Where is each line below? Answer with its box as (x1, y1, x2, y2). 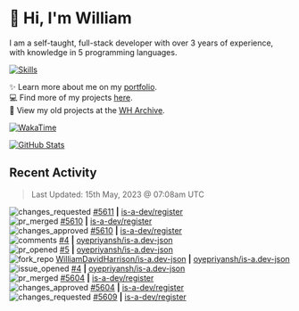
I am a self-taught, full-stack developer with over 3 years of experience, (9, 37, 274, 48)
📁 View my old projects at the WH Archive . (9, 104, 165, 115)
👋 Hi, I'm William (9, 8, 132, 29)
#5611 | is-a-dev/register (93, 206, 183, 217)
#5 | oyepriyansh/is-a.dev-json (59, 244, 174, 255)
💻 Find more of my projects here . (9, 92, 133, 102)
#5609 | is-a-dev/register (93, 291, 187, 302)
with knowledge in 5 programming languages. (9, 46, 178, 57)
